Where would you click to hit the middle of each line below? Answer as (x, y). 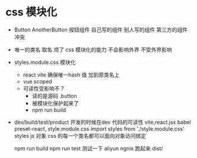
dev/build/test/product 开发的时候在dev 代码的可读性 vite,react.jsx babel (102, 122)
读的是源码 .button (54, 96)
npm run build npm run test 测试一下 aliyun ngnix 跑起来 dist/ (89, 148)
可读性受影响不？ (44, 88)
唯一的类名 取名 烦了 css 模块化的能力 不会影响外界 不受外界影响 (93, 49)
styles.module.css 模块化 (45, 62)
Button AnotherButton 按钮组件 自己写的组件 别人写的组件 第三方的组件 (101, 30)
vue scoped (37, 81)
